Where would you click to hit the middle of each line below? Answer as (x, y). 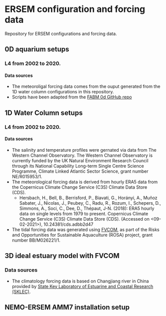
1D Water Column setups (44, 113)
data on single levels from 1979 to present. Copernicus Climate (84, 214)
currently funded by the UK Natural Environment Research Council (80, 160)
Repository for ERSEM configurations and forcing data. (61, 33)
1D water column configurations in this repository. (63, 92)
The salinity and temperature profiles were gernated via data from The (84, 150)
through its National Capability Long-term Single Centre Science (78, 166)
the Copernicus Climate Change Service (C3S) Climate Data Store (80, 187)
